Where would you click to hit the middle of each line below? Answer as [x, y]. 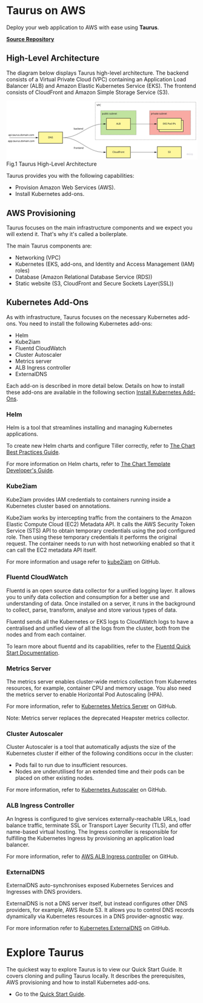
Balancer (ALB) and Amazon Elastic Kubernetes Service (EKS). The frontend [101, 86]
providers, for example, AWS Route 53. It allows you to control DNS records [100, 910]
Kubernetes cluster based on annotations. [58, 506]
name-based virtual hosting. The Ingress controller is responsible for [92, 831]
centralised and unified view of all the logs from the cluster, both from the [98, 628]
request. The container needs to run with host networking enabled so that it [101, 543]
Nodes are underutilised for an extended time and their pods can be [100, 772]
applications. [22, 434]
